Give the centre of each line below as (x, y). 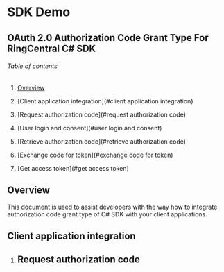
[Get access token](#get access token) (73, 168)
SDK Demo (39, 12)
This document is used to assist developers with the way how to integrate (112, 207)
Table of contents (32, 66)
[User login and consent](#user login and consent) (89, 128)
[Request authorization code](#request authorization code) (101, 114)
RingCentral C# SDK (51, 48)
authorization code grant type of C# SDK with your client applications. (107, 214)
